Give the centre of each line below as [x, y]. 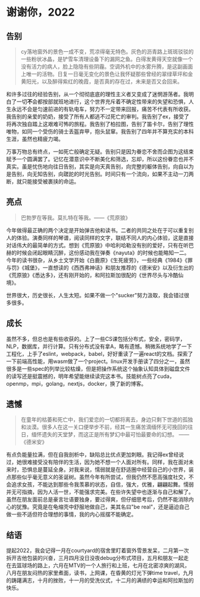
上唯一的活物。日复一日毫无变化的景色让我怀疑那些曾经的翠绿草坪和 [104, 74]
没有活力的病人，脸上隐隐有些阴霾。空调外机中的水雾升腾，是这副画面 [107, 67]
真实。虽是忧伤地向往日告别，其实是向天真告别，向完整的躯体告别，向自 [95, 167]
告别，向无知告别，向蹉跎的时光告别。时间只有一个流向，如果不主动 [95, 174]
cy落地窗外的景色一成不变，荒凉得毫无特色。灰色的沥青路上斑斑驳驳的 [107, 52]
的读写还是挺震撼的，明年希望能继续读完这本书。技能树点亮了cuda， [90, 376]
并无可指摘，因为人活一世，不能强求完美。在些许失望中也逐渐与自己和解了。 [100, 492]
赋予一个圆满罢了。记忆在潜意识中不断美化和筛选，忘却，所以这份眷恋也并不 [100, 159]
